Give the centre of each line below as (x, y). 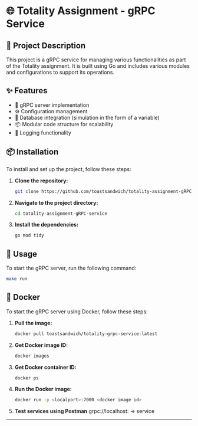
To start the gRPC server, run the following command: (71, 268)
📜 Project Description (46, 45)
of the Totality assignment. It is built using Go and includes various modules (98, 66)
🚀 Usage (22, 254)
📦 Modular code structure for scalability (64, 124)
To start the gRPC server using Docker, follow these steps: (77, 312)
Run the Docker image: (43, 389)
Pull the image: (33, 323)
